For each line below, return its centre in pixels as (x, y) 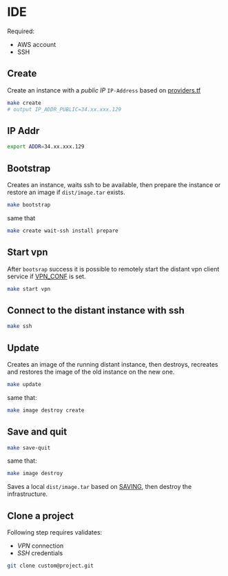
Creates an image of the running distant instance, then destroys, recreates (113, 364)
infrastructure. (28, 494)
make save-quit (29, 448)
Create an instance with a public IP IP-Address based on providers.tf (104, 90)
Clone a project (41, 516)
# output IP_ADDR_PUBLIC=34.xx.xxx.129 (64, 109)
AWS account (37, 44)
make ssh (20, 326)
